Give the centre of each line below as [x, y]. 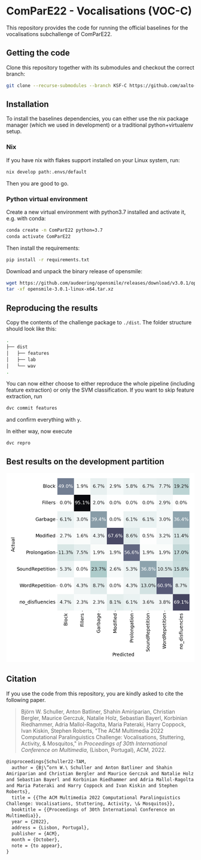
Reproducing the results [52, 308]
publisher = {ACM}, [36, 834]
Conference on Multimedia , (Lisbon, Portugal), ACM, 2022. [93, 749]
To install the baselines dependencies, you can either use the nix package [97, 119]
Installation [28, 104]
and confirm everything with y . [44, 420]
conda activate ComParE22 [38, 236]
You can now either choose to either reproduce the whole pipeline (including [100, 384]
